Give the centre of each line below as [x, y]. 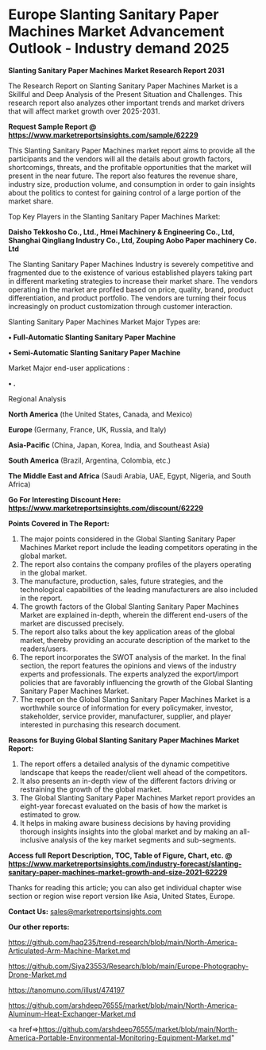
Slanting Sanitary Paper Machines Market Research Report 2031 [116, 70]
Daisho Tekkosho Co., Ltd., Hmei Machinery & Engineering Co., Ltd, [121, 231]
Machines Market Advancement [116, 31]
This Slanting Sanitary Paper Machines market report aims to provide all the [132, 150]
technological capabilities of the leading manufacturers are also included [139, 589]
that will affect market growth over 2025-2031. [84, 111]
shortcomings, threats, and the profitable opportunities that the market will [130, 167]
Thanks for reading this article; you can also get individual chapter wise [125, 887]
